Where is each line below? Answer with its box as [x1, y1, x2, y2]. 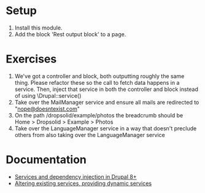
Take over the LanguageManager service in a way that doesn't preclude [14, 124, 197, 132]
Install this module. [14, 24, 63, 31]
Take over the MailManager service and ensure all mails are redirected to [14, 98, 199, 106]
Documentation [6, 153, 87, 167]
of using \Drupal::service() [14, 92, 82, 99]
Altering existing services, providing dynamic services [14, 179, 152, 187]
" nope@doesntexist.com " [14, 105, 80, 112]
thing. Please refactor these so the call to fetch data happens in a [14, 79, 180, 86]
